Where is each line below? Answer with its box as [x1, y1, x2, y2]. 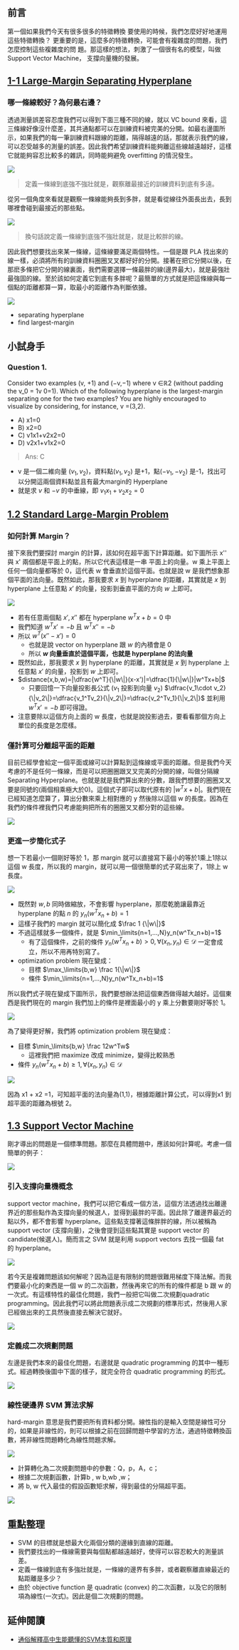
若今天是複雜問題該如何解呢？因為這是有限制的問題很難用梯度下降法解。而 [7, 1272, 225, 1281]
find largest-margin [17, 318, 75, 327]
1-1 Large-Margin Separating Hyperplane [7, 75, 192, 87]
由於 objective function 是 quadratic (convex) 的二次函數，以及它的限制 [17, 1583, 227, 1592]
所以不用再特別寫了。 [41, 948, 104, 956]
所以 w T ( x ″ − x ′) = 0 [17, 630, 76, 640]
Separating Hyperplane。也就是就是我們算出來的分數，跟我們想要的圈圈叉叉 [7, 776, 231, 784]
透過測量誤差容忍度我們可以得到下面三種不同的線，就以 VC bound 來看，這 [7, 115, 228, 123]
